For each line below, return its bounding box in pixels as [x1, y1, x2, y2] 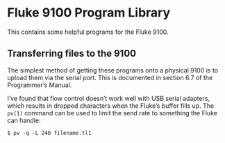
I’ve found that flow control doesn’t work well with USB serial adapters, [7, 94, 210, 102]
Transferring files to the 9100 [7, 48, 137, 59]
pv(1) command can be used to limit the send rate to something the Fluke [7, 108, 217, 117]
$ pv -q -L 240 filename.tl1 [7, 129, 92, 136]
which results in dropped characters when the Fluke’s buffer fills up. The [7, 102, 215, 110]
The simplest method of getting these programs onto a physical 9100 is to [7, 66, 219, 74]
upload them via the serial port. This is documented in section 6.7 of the [7, 73, 213, 82]
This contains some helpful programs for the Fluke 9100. [7, 28, 169, 36]
